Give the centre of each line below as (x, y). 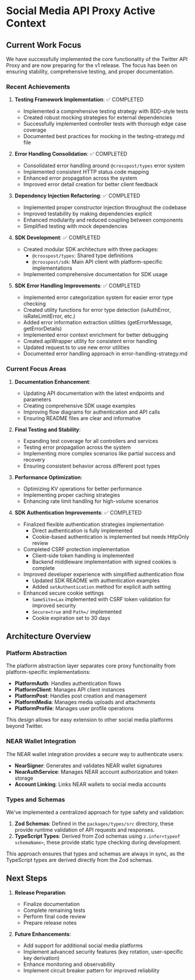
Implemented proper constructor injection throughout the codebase (105, 207)
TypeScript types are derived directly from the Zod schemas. (80, 860)
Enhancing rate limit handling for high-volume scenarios (91, 501)
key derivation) (41, 958)
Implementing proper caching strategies (71, 495)
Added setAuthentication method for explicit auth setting (101, 586)
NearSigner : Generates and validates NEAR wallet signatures (88, 766)
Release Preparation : (40, 892)
